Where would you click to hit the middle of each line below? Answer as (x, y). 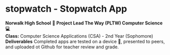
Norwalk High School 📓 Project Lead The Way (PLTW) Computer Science (84, 23)
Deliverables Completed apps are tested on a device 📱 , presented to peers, (85, 41)
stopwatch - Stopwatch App (66, 9)
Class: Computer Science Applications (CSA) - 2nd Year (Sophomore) (79, 36)
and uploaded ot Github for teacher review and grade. (62, 47)
